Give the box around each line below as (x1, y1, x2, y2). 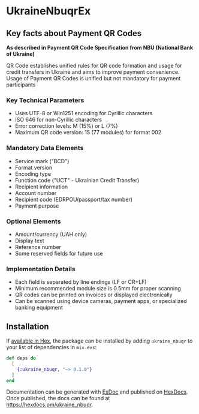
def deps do (6, 355, 36, 361)
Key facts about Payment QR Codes (6, 28, 142, 38)
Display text (14, 237, 44, 244)
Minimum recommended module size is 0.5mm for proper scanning (14, 285, 181, 292)
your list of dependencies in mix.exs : (6, 344, 97, 350)
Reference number (14, 243, 62, 250)
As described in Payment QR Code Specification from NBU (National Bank (6, 44, 194, 51)
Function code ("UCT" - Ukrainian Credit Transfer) (14, 176, 140, 184)
